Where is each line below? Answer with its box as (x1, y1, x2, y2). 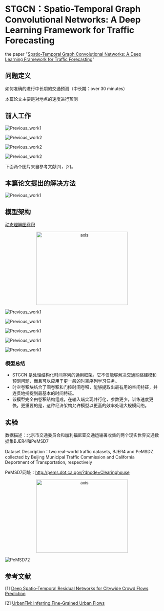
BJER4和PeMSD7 (13, 438, 49, 444)
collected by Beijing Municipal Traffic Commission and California (5, 454, 135, 460)
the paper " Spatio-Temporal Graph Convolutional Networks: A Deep (5, 51, 142, 57)
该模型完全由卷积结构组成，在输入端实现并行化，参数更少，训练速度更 (12, 396, 154, 402)
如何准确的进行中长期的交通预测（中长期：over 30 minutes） (5, 86, 128, 91)
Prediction (5, 591, 26, 597)
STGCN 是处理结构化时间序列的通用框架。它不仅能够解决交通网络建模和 (12, 372, 157, 378)
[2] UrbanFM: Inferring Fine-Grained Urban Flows (5, 600, 105, 606)
